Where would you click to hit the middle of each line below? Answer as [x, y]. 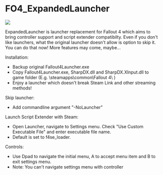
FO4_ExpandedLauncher [57, 9]
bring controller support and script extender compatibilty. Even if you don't [81, 37]
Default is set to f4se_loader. [41, 137]
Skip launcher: [20, 97]
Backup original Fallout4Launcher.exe [51, 67]
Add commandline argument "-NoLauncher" [57, 107]
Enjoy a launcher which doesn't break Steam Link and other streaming [84, 83]
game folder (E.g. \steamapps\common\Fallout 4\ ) [64, 77]
